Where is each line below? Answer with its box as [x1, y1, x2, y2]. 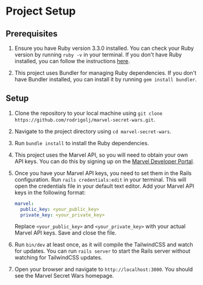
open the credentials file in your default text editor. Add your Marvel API [14, 182, 194, 190]
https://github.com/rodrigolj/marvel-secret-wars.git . [14, 115, 156, 123]
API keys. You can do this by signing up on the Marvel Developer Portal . [14, 157, 194, 165]
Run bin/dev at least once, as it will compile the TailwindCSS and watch [14, 241, 193, 249]
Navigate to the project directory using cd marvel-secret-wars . [14, 128, 171, 135]
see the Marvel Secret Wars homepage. [14, 272, 114, 280]
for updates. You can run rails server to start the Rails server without [14, 247, 191, 255]
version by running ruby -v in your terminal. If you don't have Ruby [14, 51, 182, 58]
